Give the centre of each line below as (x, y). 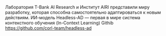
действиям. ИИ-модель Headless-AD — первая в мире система (73, 18)
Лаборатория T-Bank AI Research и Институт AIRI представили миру (78, 7)
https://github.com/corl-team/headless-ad (48, 28)
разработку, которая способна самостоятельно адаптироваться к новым (83, 12)
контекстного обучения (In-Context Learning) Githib (59, 23)
